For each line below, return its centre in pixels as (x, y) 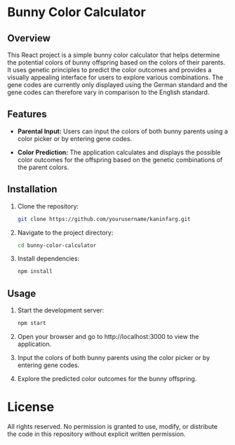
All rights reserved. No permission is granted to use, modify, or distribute (113, 426)
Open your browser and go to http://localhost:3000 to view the (108, 336)
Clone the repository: (48, 206)
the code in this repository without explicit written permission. (96, 434)
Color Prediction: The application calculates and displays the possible (119, 152)
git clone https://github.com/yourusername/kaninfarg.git (104, 219)
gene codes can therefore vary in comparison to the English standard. (108, 92)
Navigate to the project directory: (65, 232)
